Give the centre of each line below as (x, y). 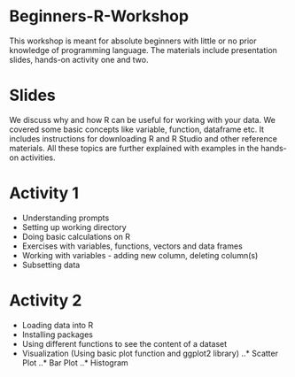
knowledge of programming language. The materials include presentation (143, 50)
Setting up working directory (74, 227)
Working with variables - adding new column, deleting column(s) (140, 255)
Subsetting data (51, 265)
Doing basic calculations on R (76, 236)
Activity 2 (46, 300)
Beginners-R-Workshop (99, 16)
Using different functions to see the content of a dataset (124, 343)
